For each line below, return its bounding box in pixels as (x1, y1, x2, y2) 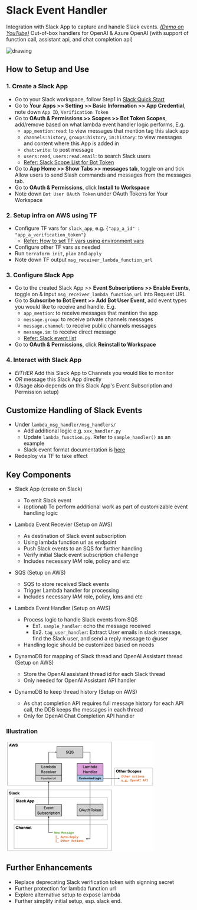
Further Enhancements (6, 863, 93, 873)
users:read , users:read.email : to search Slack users (23, 152, 151, 159)
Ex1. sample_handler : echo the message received (32, 623, 151, 630)
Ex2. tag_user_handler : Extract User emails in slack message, (32, 629, 182, 636)
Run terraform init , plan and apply (14, 249, 102, 257)
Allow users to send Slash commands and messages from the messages (14, 171, 191, 178)
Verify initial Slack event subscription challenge (23, 552, 139, 559)
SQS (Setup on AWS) (14, 569, 66, 576)
